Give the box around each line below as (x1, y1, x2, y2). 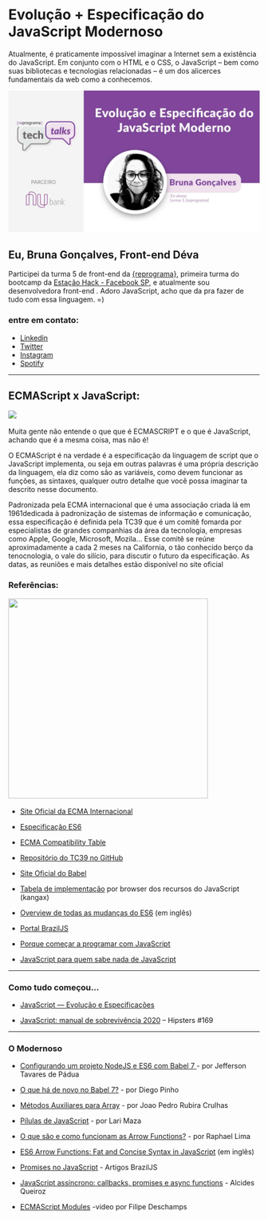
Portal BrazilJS (19, 923, 69, 933)
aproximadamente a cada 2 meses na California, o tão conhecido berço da (8, 542, 254, 553)
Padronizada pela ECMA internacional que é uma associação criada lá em (8, 500, 251, 510)
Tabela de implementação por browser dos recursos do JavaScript (19, 884, 240, 893)
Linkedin (19, 333, 49, 342)
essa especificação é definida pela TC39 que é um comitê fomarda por (8, 518, 242, 527)
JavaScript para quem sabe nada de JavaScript (19, 954, 177, 964)
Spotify (19, 358, 44, 368)
